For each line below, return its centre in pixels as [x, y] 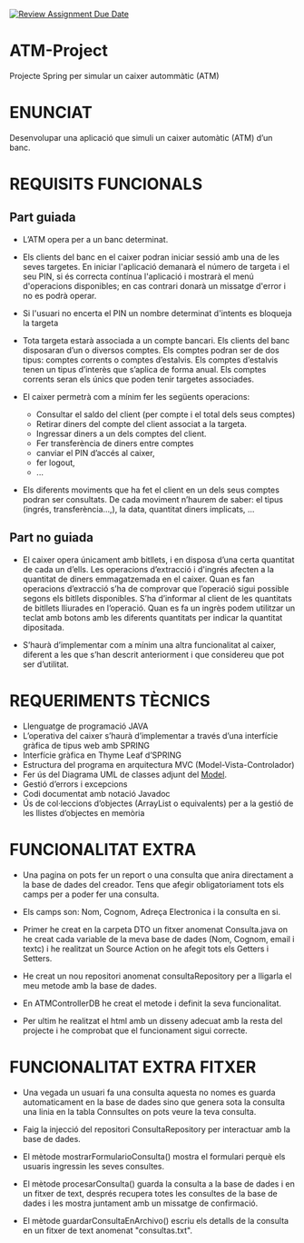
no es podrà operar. [59, 295]
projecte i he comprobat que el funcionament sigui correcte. [135, 1030]
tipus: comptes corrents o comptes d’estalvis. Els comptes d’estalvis [150, 360]
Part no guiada [51, 537]
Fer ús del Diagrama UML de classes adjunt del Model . [124, 774]
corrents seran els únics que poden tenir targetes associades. [138, 379]
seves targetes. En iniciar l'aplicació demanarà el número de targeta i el [156, 266]
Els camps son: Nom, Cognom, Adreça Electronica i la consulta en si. [152, 911]
